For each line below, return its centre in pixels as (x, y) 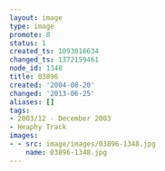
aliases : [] (32, 102)
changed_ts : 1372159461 (54, 60)
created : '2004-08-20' (52, 85)
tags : (19, 110)
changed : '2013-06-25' (52, 93)
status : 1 (28, 43)
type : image (32, 26)
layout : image (36, 18)
